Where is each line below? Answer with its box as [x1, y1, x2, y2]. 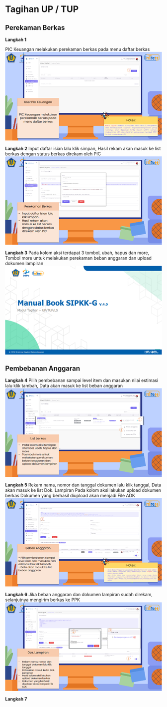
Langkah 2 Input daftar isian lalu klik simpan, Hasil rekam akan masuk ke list [5, 145, 161, 151]
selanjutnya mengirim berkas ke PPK [5, 597, 81, 603]
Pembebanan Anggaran [5, 364, 81, 372]
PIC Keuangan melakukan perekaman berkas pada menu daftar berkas [5, 46, 150, 52]
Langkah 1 [5, 36, 26, 42]
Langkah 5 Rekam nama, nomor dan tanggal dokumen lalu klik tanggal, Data [5, 482, 162, 488]
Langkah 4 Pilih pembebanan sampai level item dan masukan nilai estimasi [5, 377, 159, 383]
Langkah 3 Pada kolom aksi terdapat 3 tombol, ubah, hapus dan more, [5, 250, 150, 256]
